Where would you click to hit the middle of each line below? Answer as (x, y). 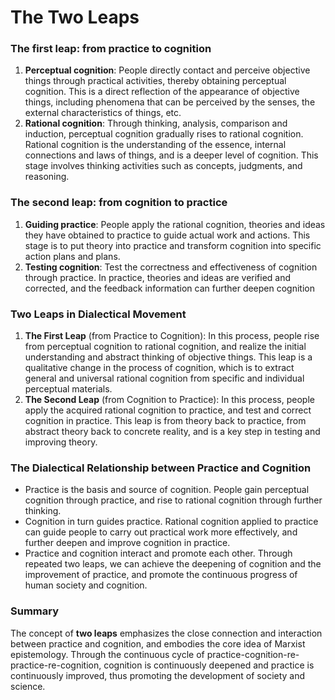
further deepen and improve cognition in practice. (127, 543)
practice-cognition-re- (253, 654)
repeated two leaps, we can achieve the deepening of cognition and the (173, 564)
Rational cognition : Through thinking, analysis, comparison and (156, 123)
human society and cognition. (86, 585)
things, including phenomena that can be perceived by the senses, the (170, 102)
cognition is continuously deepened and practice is (209, 665)
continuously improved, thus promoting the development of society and (158, 675)
